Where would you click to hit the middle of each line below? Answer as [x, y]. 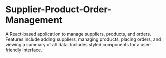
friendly [13, 50]
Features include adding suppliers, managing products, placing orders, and [83, 39]
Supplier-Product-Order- [59, 9]
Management [34, 20]
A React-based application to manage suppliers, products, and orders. [78, 34]
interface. [33, 50]
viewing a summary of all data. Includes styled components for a [72, 44]
